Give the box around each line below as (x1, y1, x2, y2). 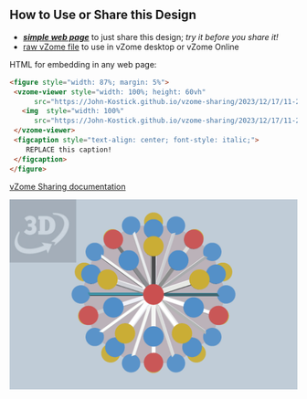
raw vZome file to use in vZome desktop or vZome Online (22, 41, 239, 52)
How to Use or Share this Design (9, 7, 196, 23)
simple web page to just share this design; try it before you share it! (22, 31, 279, 42)
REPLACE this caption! (26, 145, 112, 154)
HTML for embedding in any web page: (9, 58, 157, 69)
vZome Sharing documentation (9, 181, 126, 192)
